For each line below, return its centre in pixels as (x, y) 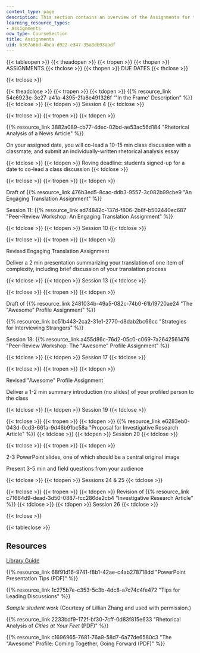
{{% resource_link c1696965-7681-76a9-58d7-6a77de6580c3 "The (89, 637)
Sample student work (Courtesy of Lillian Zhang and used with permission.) (99, 608)
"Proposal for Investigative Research (134, 427)
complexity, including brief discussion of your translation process (86, 269)
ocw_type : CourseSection (37, 34)
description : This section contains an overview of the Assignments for (98, 17)
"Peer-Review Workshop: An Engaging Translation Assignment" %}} (90, 216)
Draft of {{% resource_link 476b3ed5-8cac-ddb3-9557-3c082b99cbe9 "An (99, 192)
